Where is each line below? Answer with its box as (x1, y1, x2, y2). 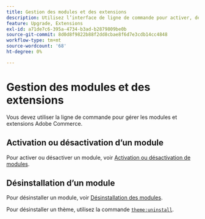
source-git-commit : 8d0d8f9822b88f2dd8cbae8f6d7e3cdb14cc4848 (6, 32, 168, 38)
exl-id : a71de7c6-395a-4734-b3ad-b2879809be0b (6, 26, 127, 32)
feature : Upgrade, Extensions (6, 20, 84, 26)
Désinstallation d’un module (6, 178, 115, 188)
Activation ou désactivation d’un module (6, 138, 164, 148)
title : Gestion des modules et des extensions (6, 9, 127, 15)
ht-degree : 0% (6, 49, 43, 55)
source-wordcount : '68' (6, 43, 67, 49)
